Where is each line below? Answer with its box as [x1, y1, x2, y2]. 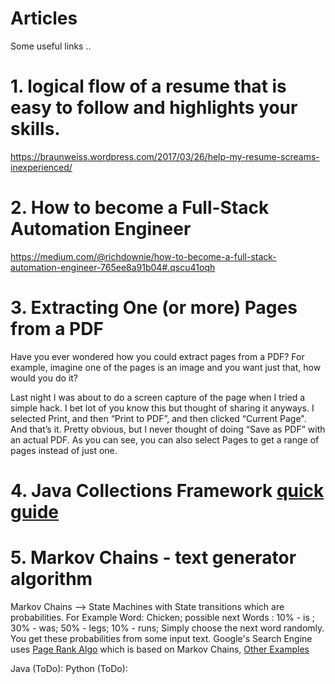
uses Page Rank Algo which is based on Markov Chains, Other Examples [10, 643, 310, 655]
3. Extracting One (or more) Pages [10, 297, 298, 319]
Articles [10, 7, 78, 30]
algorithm [10, 568, 93, 591]
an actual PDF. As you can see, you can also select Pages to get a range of [10, 433, 320, 446]
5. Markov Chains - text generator [10, 547, 297, 569]
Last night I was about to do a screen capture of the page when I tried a [10, 391, 306, 403]
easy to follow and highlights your [10, 97, 298, 119]
